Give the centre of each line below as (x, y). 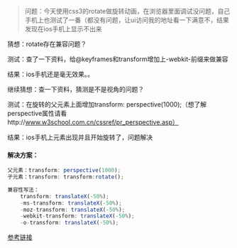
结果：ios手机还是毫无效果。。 (51, 74)
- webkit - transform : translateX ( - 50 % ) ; (77, 216)
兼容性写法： (23, 190)
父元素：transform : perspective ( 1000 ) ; (64, 171)
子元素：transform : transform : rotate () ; (66, 177)
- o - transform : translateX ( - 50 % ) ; (70, 223)
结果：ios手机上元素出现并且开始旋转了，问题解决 (80, 137)
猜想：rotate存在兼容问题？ (47, 44)
